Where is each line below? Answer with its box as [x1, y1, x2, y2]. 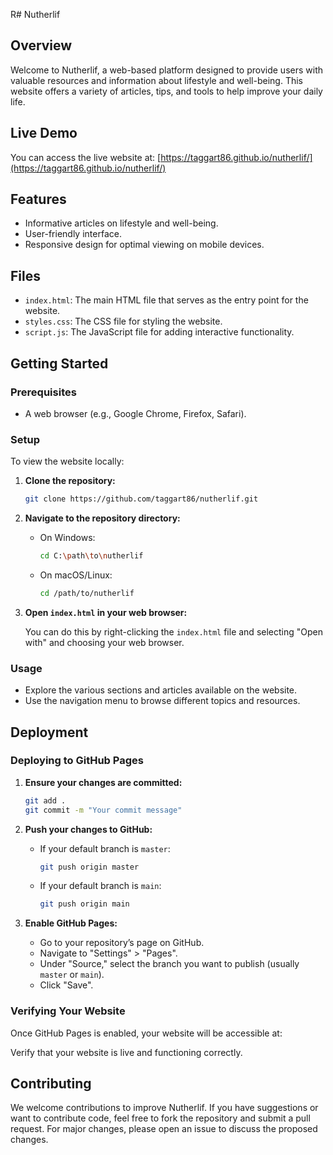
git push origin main [39, 899, 130, 909]
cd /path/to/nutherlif [39, 588, 135, 598]
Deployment [10, 724, 89, 741]
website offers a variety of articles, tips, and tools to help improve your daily [10, 85, 323, 97]
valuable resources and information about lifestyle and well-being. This [10, 74, 303, 86]
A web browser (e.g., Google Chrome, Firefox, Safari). [24, 407, 247, 419]
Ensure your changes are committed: [24, 776, 183, 788]
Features [10, 191, 67, 208]
